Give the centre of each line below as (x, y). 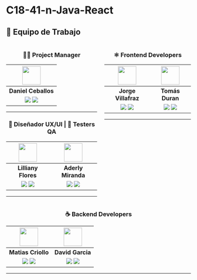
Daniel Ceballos (31, 91)
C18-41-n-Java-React (60, 10)
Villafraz (127, 99)
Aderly (73, 168)
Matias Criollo (29, 252)
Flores (28, 175)
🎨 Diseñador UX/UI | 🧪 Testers (52, 124)
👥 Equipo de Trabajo (43, 32)
